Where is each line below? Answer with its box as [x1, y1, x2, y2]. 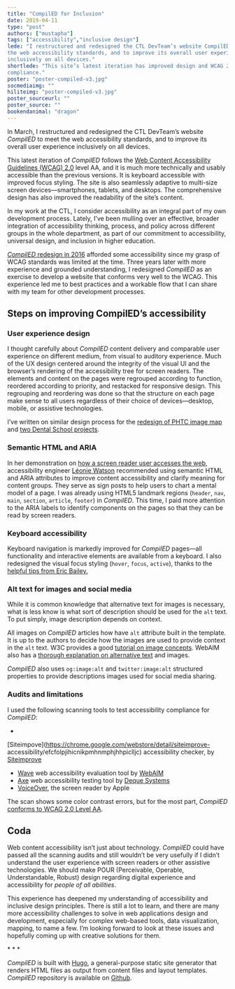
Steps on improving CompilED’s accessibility [7, 308, 206, 320]
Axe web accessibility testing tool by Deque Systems [17, 776, 170, 784]
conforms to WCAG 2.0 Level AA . [7, 805, 104, 813]
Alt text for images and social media [7, 584, 132, 593]
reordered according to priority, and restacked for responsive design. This [7, 382, 221, 390]
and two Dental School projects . [7, 425, 100, 433]
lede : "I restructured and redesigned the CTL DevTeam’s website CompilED [7, 43, 230, 50]
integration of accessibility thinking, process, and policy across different [7, 222, 215, 230]
